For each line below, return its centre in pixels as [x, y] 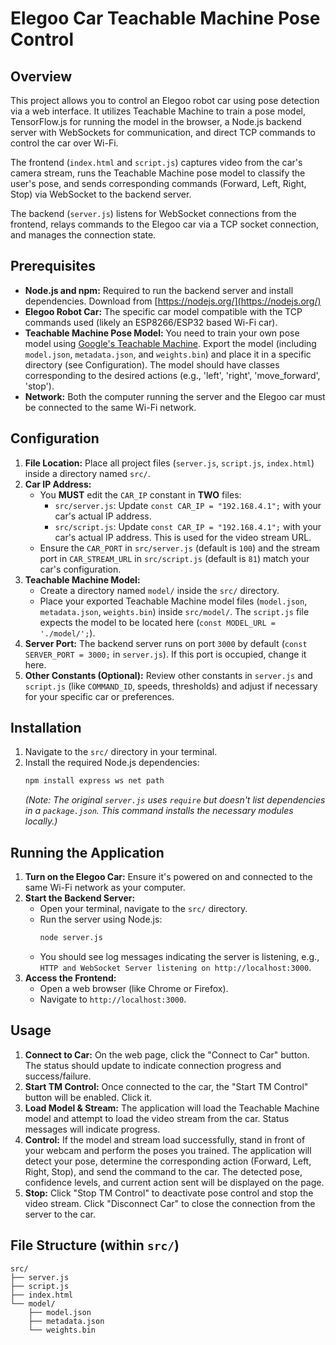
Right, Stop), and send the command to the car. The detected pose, [163, 1171]
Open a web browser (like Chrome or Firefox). [134, 988]
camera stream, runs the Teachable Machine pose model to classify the [158, 173]
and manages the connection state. [83, 235]
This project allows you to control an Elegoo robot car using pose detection [165, 100]
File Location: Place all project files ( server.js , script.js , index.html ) [169, 463]
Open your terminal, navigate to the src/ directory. [143, 909]
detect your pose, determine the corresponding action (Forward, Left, [168, 1161]
